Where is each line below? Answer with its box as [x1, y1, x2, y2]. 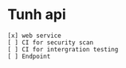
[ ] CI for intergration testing [7, 45, 119, 53]
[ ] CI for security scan [7, 38, 93, 47]
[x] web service [7, 32, 61, 40]
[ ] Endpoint [7, 52, 51, 60]
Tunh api [7, 6, 67, 24]
